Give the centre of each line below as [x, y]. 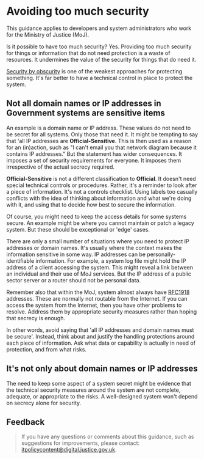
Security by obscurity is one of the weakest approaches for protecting [94, 71]
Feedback [26, 422]
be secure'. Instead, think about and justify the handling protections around [100, 336]
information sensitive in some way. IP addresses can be [76, 254]
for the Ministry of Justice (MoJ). [48, 34]
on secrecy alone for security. [44, 403]
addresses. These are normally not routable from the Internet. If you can [97, 298]
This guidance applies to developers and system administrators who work [99, 28]
